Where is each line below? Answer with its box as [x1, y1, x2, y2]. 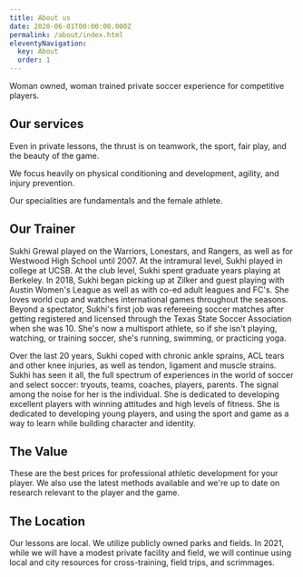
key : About [17, 47, 59, 56]
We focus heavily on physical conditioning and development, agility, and [9, 167, 279, 178]
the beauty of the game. [9, 150, 100, 161]
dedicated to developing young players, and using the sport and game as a [9, 408, 289, 419]
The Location [9, 513, 86, 529]
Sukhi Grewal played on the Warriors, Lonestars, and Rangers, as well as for [9, 245, 293, 256]
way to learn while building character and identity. [9, 417, 197, 428]
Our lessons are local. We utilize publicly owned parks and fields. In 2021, [9, 538, 284, 549]
